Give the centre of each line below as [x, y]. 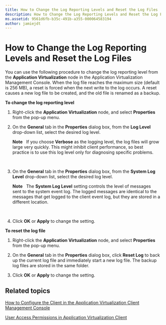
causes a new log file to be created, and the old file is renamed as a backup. [83, 93]
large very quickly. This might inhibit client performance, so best [78, 147]
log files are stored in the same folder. [51, 266]
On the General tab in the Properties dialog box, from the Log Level [81, 127]
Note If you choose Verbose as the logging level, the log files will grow [86, 142]
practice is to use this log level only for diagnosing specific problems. [83, 152]
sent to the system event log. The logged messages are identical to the [84, 192]
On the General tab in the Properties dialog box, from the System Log [84, 171]
